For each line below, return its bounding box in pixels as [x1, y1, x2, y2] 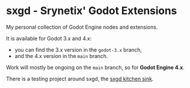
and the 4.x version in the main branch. [14, 52, 108, 59]
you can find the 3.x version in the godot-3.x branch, [14, 46, 142, 53]
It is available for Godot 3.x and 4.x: [6, 35, 92, 42]
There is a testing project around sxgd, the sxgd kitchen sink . [6, 75, 154, 82]
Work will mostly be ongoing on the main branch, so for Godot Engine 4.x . [6, 63, 185, 71]
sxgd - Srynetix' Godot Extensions [6, 4, 177, 18]
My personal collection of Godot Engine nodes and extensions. [6, 23, 158, 31]
